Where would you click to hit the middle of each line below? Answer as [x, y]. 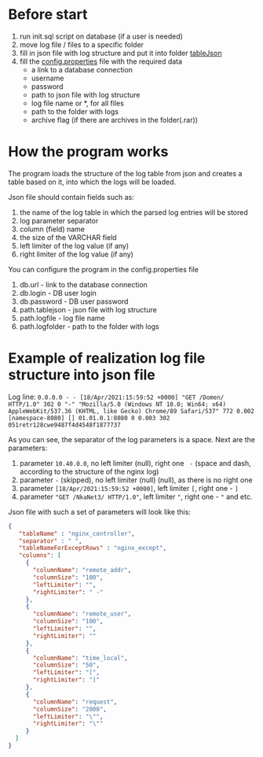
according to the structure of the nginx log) [89, 471]
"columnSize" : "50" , [66, 665]
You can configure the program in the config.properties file [103, 269]
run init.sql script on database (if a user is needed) [101, 36]
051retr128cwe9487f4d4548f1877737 [65, 425]
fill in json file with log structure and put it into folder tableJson [121, 53]
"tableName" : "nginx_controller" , [77, 534]
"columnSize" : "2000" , [70, 709]
